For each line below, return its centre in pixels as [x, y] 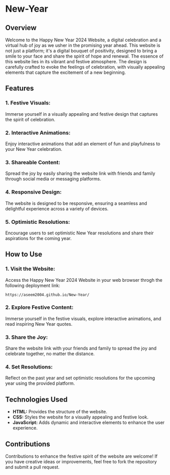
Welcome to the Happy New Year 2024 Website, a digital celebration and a [83, 40]
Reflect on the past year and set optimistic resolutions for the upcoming [80, 378]
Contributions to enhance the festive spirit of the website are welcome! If [81, 456]
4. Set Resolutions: [29, 367]
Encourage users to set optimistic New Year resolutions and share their [79, 233]
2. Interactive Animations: [38, 133]
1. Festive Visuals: [28, 103]
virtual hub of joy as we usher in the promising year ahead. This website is [83, 45]
